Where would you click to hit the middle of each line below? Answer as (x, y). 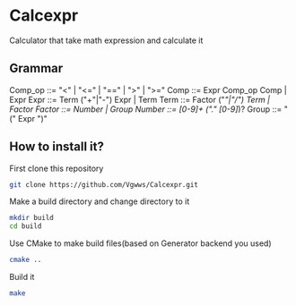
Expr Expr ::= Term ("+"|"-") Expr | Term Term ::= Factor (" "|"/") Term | (140, 99)
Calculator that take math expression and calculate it (106, 40)
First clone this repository (57, 168)
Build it (22, 277)
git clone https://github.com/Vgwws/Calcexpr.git (104, 184)
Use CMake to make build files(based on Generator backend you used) (140, 243)
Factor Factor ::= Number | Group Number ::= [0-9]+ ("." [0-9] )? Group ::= (146, 109)
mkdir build (31, 218)
